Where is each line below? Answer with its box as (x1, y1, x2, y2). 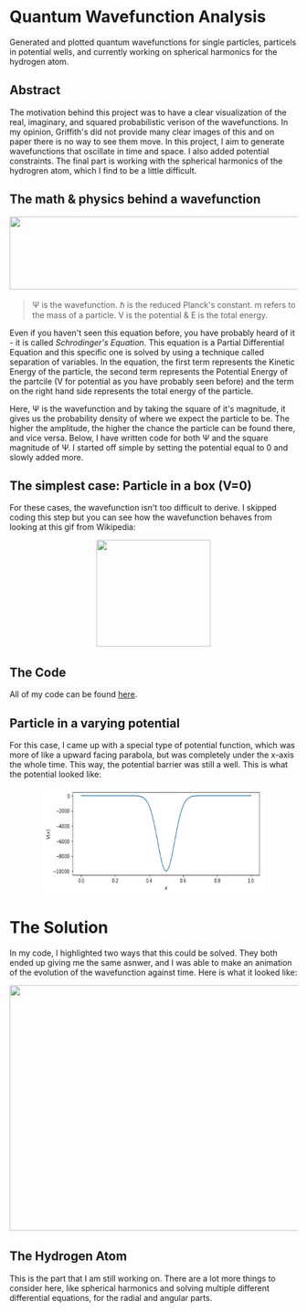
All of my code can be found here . (9, 689, 138, 700)
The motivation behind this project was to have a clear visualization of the (9, 107, 287, 118)
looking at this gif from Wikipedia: (9, 522, 136, 533)
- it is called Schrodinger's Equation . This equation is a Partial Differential (9, 336, 285, 348)
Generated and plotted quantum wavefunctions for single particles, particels (9, 37, 297, 48)
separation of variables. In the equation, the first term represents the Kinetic (9, 356, 295, 367)
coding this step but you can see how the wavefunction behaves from (9, 512, 272, 523)
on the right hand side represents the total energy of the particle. (9, 386, 254, 397)
